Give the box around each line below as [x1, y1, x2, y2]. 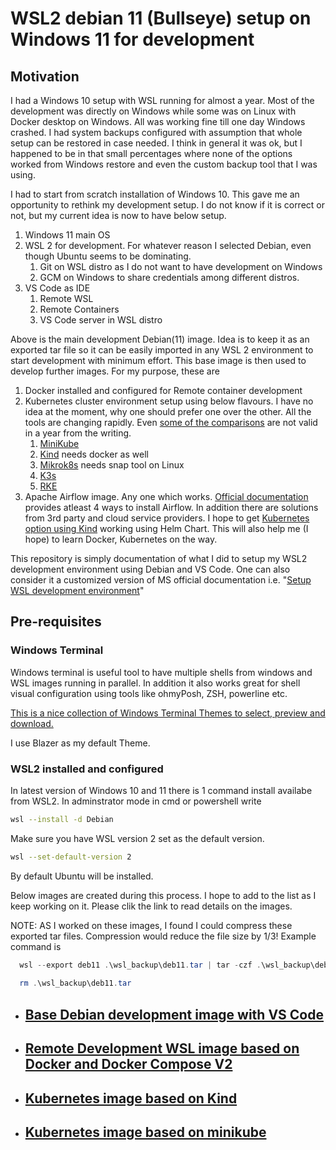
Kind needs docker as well [39, 448, 149, 460]
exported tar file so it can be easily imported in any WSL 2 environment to [10, 344, 314, 356]
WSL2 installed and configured [10, 762, 164, 776]
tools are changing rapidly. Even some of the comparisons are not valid [24, 417, 318, 428]
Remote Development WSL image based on [24, 1040, 300, 1057]
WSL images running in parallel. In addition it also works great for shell [10, 677, 301, 689]
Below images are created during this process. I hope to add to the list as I [10, 889, 317, 901]
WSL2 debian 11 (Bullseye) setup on [10, 7, 312, 30]
